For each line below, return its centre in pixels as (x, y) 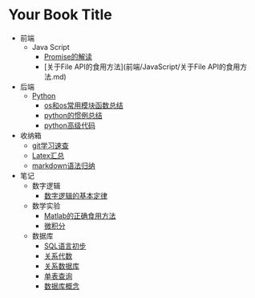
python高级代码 (70, 125)
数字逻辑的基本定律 (76, 195)
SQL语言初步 (65, 246)
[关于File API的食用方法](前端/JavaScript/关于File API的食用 (142, 67)
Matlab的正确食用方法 (80, 215)
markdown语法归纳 (64, 165)
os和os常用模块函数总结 (83, 105)
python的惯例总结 (73, 115)
